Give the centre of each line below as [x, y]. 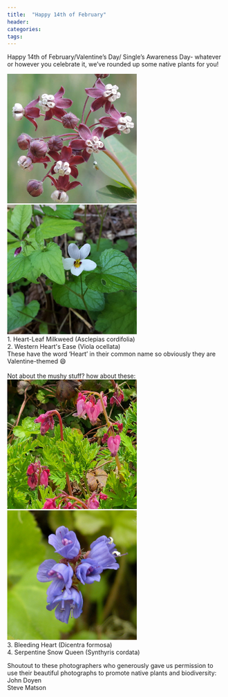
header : [18, 22]
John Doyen [25, 680]
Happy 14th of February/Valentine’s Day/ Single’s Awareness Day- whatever [114, 57]
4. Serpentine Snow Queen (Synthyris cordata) [74, 652]
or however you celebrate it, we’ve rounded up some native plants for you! [113, 64]
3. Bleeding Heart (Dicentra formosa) [60, 645]
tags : [15, 37]
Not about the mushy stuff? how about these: [72, 376]
